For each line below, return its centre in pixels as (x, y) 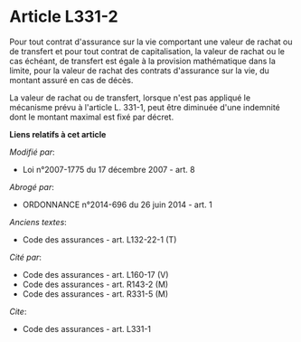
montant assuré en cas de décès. (71, 80)
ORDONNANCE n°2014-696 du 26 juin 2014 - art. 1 (117, 204)
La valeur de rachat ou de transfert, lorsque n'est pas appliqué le (130, 98)
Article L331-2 (64, 17)
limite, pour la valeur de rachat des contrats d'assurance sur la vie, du (139, 71)
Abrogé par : (32, 186)
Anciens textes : (38, 222)
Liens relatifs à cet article (58, 134)
